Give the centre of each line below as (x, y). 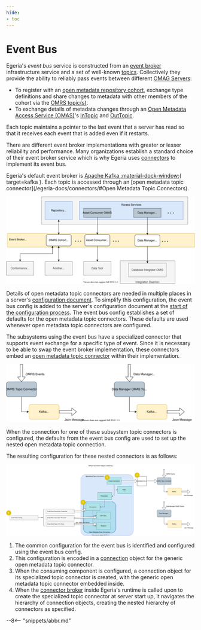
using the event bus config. (48, 552)
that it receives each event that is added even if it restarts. (78, 133)
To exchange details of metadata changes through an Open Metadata (100, 109)
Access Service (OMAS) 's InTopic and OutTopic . (74, 115)
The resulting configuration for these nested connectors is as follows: (92, 456)
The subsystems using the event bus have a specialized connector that (94, 337)
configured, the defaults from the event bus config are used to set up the (96, 438)
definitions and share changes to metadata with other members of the (101, 96)
